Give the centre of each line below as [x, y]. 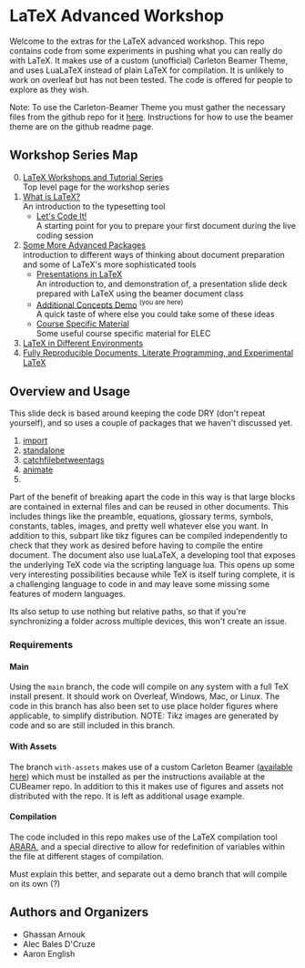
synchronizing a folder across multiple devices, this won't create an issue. [148, 622]
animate [38, 469]
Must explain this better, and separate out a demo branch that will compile [148, 874]
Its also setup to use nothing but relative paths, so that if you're [128, 612]
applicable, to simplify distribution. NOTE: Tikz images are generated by [144, 716]
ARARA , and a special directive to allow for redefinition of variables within [147, 846]
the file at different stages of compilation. [86, 856]
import [35, 441]
